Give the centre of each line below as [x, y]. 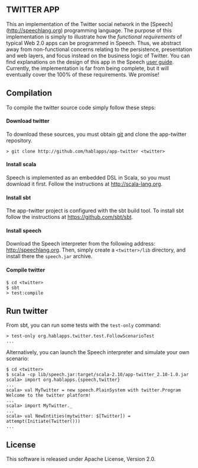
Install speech [24, 230]
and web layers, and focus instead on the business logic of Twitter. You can [98, 55]
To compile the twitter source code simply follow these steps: [81, 107]
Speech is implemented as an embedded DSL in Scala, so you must [88, 178]
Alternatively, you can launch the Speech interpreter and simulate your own [98, 352]
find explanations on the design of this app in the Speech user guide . [90, 62]
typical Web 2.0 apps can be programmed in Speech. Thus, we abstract [94, 43]
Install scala [21, 164]
